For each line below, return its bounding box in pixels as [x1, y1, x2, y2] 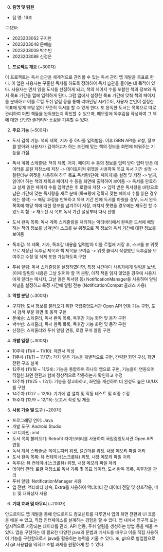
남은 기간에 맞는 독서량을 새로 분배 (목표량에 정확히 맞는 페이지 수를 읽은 [12, 190, 149, 196]
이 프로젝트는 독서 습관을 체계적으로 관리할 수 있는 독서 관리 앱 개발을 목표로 [5, 74, 149, 80]
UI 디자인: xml [12, 430, 39, 435]
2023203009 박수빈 [12, 48, 52, 53]
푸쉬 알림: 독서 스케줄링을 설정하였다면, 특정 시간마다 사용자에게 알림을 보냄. [12, 264, 157, 270]
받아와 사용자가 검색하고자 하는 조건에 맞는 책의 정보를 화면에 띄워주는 [17, 144, 150, 149]
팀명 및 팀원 [12, 4, 34, 10]
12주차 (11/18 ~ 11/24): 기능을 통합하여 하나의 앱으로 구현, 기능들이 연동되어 [12, 367, 155, 372]
